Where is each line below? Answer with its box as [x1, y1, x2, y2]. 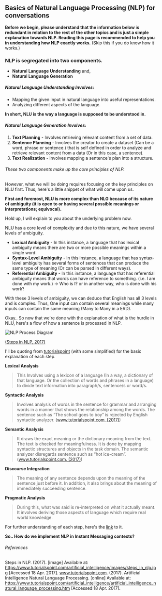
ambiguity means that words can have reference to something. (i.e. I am [12, 276, 156, 281]
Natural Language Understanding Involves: [5, 84, 94, 90]
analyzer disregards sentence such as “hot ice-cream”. [16, 451, 127, 457]
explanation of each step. [5, 354, 56, 360]
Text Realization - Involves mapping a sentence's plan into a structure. [12, 155, 154, 161]
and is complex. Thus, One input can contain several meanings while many [5, 300, 154, 306]
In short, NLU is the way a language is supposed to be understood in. [5, 111, 146, 117]
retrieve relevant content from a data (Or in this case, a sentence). [12, 150, 144, 156]
